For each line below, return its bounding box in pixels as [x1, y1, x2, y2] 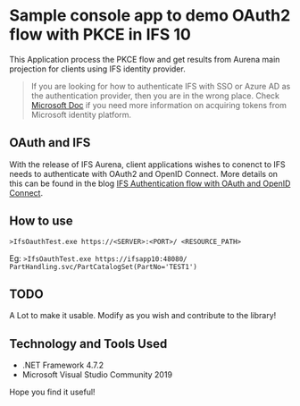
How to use [9, 214, 73, 229]
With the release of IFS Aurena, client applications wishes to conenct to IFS [9, 158, 286, 170]
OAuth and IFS [9, 135, 91, 150]
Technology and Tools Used [9, 336, 168, 351]
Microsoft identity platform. [30, 109, 132, 120]
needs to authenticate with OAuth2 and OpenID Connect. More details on [9, 168, 279, 179]
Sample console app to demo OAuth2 [9, 5, 291, 26]
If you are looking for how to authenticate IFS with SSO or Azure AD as [30, 80, 291, 91]
